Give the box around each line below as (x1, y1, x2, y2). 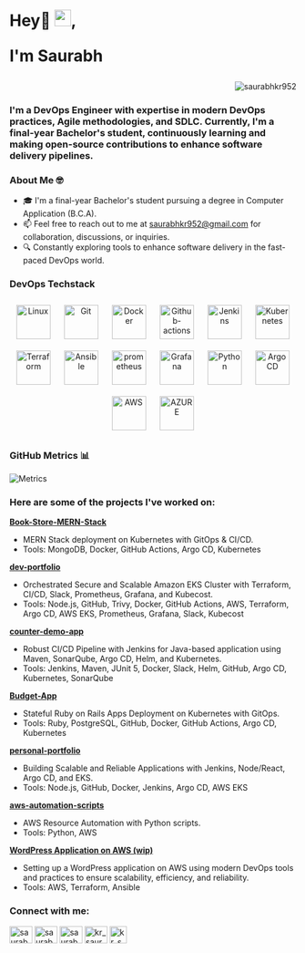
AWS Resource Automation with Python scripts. (22, 817, 201, 829)
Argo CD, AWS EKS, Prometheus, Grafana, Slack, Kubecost (22, 608, 244, 619)
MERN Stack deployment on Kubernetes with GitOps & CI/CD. (22, 534, 254, 545)
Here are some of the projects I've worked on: (9, 495, 216, 508)
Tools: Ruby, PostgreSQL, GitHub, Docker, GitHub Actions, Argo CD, (22, 718, 278, 729)
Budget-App (9, 690, 57, 701)
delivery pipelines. (9, 150, 94, 162)
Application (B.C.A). (22, 208, 97, 219)
